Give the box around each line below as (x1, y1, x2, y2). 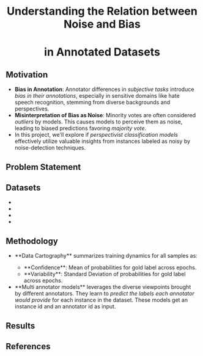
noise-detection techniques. (14, 144, 86, 151)
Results (6, 321, 35, 331)
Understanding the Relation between (6, 4, 198, 18)
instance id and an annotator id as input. (14, 303, 116, 310)
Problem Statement (6, 162, 81, 172)
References (6, 341, 51, 352)
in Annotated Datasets (44, 45, 160, 59)
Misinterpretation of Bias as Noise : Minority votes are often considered (14, 112, 196, 119)
